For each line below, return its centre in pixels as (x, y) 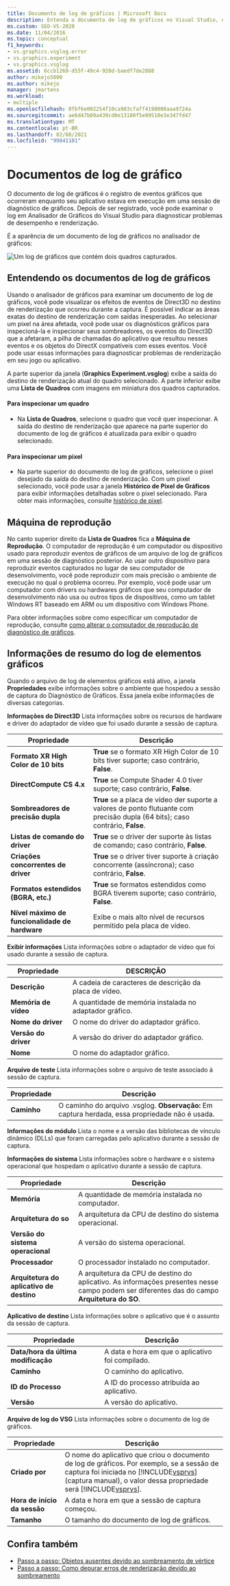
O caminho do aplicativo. (144, 1371)
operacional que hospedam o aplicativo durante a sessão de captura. (105, 1166)
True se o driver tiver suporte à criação (156, 856)
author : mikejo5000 (35, 77)
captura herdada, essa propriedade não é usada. (136, 1114)
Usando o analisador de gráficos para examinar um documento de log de (110, 295)
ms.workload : (26, 97)
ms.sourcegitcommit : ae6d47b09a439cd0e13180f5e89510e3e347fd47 (99, 115)
